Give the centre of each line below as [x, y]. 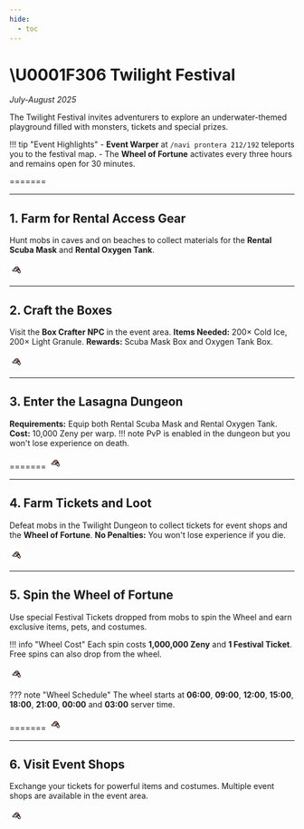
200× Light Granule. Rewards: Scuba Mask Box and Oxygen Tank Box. [141, 342]
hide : [19, 19]
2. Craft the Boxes [61, 310]
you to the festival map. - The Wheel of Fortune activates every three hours [151, 154]
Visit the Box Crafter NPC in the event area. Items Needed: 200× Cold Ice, [148, 332]
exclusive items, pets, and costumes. [78, 627]
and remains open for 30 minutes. [72, 164]
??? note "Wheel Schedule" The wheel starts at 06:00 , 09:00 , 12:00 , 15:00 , [152, 695]
